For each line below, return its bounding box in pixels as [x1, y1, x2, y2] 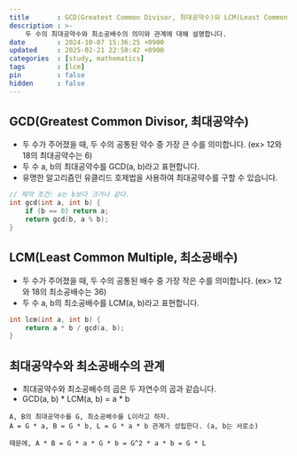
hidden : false [9, 79, 86, 88]
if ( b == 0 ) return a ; [25, 207, 109, 216]
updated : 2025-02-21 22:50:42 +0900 [9, 46, 165, 55]
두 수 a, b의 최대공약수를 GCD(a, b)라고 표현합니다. [21, 161, 200, 172]
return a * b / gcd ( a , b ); [25, 323, 125, 333]
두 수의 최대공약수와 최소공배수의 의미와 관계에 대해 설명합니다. [25, 29, 228, 38]
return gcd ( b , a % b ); [25, 215, 109, 224]
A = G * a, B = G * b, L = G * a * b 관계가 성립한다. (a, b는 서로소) [9, 422, 259, 431]
